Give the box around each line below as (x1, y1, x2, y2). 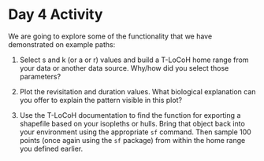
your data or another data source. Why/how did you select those (19, 63, 229, 72)
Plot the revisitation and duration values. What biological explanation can (19, 86, 256, 96)
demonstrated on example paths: (8, 39, 116, 49)
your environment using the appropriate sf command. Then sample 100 (19, 127, 252, 137)
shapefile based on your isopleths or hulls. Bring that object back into (19, 119, 246, 128)
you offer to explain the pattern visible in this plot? (19, 95, 183, 104)
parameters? (19, 71, 61, 81)
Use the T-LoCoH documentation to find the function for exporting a (19, 110, 241, 119)
